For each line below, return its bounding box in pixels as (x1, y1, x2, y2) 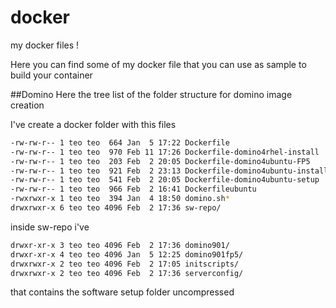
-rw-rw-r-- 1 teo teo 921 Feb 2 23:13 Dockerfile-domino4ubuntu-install (10, 166, 329, 176)
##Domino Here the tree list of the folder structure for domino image (10, 88, 293, 100)
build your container (10, 69, 93, 81)
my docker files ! (10, 39, 80, 51)
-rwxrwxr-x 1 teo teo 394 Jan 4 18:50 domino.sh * (10, 194, 230, 204)
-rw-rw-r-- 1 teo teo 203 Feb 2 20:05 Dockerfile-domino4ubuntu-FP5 (10, 156, 311, 166)
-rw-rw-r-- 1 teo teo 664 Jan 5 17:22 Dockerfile (10, 137, 230, 148)
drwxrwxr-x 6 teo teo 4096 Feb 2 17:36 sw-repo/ (10, 203, 222, 213)
